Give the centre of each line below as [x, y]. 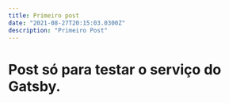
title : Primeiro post [44, 15]
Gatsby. [34, 86]
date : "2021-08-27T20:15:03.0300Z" [67, 23]
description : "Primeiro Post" [58, 30]
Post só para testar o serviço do [115, 69]
